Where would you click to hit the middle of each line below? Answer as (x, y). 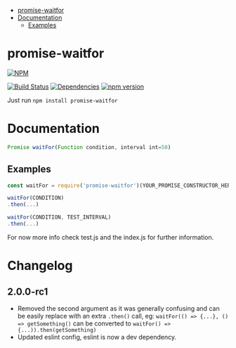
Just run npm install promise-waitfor (63, 100)
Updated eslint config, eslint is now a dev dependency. (97, 337)
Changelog (40, 266)
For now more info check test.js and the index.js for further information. (111, 237)
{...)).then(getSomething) (57, 330)
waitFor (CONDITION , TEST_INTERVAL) (59, 217)
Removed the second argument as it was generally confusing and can (118, 308)
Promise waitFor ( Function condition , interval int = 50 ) (89, 147)
